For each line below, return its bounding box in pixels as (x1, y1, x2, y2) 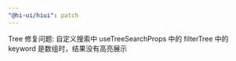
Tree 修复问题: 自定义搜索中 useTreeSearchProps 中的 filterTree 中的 (8, 34, 229, 43)
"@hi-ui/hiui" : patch (8, 11, 79, 20)
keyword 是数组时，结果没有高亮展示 (8, 44, 128, 53)
